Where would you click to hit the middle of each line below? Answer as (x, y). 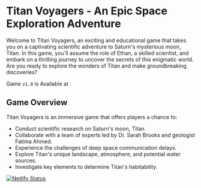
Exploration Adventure (64, 24)
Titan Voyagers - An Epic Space (87, 11)
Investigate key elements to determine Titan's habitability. (86, 166)
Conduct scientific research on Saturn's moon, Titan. (80, 128)
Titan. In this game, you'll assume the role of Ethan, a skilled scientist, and (97, 53)
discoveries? (22, 72)
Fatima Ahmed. (34, 141)
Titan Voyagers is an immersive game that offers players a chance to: (92, 117)
